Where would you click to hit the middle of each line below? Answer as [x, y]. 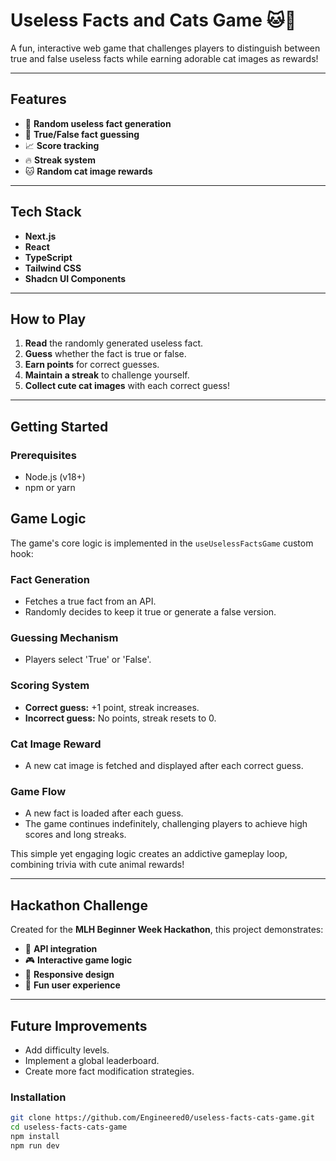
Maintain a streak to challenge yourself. [107, 375]
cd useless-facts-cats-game [69, 1127]
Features [38, 99]
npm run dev [35, 1145]
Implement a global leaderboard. [92, 1060]
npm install [35, 1137]
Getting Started [59, 426]
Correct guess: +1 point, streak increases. [112, 707]
